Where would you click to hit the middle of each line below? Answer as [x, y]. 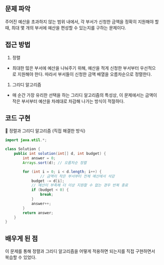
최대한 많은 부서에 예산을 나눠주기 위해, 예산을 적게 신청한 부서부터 [75, 68]
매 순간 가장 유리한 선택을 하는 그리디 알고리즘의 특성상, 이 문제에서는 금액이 [85, 95]
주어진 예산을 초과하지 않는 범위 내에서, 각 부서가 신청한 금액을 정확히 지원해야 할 [82, 22]
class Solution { [23, 149]
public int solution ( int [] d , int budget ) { [60, 154]
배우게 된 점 [22, 238]
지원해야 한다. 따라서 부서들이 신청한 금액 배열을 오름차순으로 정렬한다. [85, 74]
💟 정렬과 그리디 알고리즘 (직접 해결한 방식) [45, 131]
